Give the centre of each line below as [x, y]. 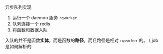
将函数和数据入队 [30, 30]
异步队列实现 [18, 7]
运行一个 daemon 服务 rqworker [45, 18]
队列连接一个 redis [31, 24]
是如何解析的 [18, 46]
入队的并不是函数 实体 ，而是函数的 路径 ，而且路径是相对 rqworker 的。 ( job [82, 40]
